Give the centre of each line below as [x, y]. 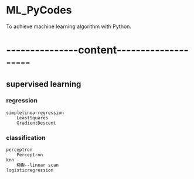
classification [26, 137]
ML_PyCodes [39, 10]
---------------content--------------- [97, 50]
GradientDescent [37, 123]
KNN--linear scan [38, 165]
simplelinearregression [35, 113]
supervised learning [44, 84]
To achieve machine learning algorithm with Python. [69, 26]
